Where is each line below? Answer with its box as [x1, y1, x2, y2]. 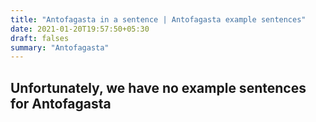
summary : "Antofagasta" [10, 42, 110, 53]
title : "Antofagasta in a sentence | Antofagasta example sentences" [10, 14, 307, 25]
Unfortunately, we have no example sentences [10, 79, 307, 96]
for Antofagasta [10, 95, 112, 112]
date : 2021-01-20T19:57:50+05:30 [10, 24, 150, 34]
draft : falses [10, 33, 70, 43]
